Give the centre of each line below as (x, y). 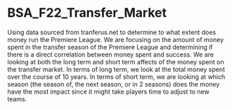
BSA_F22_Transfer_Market (87, 13)
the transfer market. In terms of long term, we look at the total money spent (116, 69)
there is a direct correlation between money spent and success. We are (111, 54)
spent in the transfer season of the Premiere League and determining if (110, 47)
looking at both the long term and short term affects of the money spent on (116, 61)
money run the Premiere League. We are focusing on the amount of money (116, 39)
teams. (17, 99)
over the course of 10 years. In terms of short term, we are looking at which (116, 77)
